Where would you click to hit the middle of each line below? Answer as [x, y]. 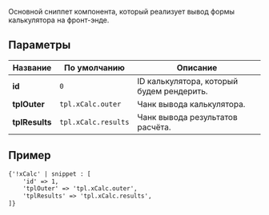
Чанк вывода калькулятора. [191, 104]
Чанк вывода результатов [187, 117]
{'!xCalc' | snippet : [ [50, 174]
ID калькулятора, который [188, 81]
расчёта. [154, 127]
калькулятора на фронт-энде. [59, 20]
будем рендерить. [173, 91]
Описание [197, 67]
